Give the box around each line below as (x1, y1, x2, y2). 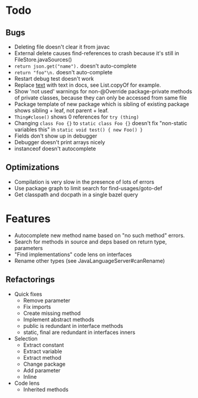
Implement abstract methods (23, 315, 95, 323)
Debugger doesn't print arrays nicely (14, 139, 105, 145)
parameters (14, 244, 43, 251)
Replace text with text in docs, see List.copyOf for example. (14, 81, 162, 89)
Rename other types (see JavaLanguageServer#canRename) (14, 257, 165, 264)
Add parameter (23, 366, 61, 374)
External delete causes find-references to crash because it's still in (14, 50, 179, 57)
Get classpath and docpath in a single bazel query (14, 191, 138, 198)
